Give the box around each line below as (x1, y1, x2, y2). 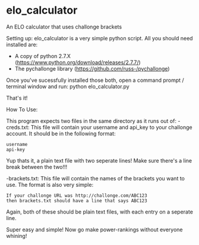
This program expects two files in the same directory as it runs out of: (6, 117, 177, 125)
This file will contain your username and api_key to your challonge (30, 123, 192, 131)
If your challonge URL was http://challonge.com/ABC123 (6, 192, 147, 199)
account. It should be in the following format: (6, 130, 116, 137)
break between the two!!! (6, 163, 68, 170)
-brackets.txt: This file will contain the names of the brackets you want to (6, 174, 185, 182)
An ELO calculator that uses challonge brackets (6, 23, 122, 30)
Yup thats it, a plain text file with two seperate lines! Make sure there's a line (6, 157, 192, 164)
